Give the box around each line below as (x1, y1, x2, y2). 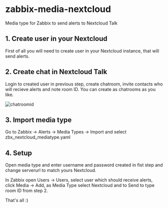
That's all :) (5, 197, 29, 203)
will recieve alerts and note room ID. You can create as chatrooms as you (5, 86, 156, 92)
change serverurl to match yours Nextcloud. (5, 167, 97, 173)
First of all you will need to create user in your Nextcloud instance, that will (5, 47, 159, 53)
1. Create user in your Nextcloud (5, 34, 108, 43)
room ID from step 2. (5, 187, 48, 193)
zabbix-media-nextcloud (5, 3, 111, 15)
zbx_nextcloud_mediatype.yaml (5, 134, 71, 140)
